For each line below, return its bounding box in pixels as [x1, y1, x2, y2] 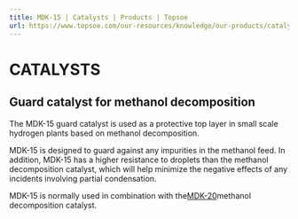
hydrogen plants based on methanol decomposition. [9, 128, 200, 138]
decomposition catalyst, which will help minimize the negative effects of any [9, 163, 288, 174]
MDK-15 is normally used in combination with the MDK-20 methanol [9, 190, 251, 200]
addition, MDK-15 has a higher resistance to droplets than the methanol [9, 154, 269, 165]
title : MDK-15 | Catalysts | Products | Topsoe [9, 12, 189, 22]
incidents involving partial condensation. [9, 173, 157, 184]
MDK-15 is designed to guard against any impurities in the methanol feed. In [9, 145, 286, 155]
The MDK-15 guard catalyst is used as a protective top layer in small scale [9, 118, 278, 129]
